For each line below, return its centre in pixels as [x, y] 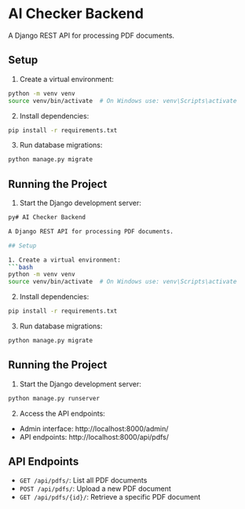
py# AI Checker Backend [47, 218]
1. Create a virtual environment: [65, 260]
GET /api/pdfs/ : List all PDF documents [83, 481]
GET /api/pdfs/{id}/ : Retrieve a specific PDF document [110, 497]
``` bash [21, 267]
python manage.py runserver [54, 398]
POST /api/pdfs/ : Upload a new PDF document [95, 489]
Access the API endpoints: [62, 413]
